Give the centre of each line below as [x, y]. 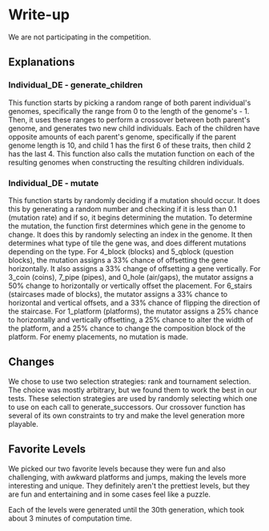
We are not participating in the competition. [80, 37]
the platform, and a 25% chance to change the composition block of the [127, 328]
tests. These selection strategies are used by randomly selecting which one [133, 398]
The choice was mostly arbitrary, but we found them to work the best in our [133, 390]
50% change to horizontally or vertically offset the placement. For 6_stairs [130, 286]
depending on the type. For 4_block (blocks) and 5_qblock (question [121, 251]
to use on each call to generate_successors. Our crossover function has [127, 407]
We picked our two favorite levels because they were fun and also [117, 468]
